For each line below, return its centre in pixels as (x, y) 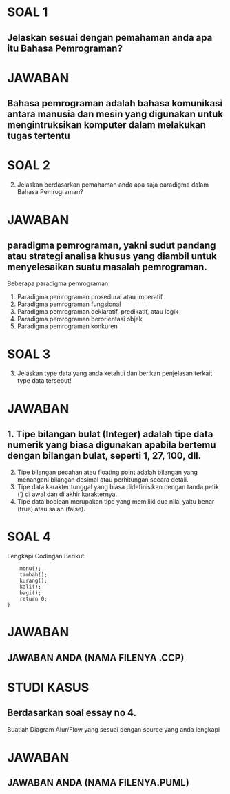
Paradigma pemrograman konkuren (67, 326)
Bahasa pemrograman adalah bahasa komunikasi (115, 103)
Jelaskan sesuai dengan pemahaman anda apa (110, 38)
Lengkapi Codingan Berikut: (46, 556)
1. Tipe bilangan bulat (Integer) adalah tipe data (110, 434)
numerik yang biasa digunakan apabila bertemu (112, 445)
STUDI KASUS (48, 687)
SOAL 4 (29, 537)
